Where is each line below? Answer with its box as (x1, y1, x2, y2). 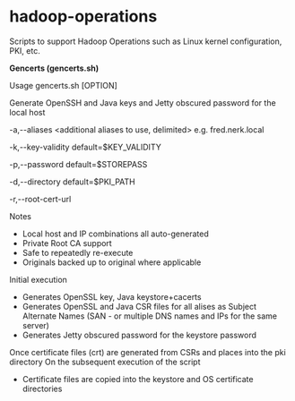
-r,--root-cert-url (9, 193, 72, 204)
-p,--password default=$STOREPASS (9, 158, 148, 169)
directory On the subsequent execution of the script (9, 356, 201, 367)
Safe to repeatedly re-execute (22, 247, 134, 258)
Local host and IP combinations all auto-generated (22, 228, 209, 239)
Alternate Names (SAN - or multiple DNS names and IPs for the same (22, 311, 278, 321)
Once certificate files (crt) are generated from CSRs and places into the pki (9, 346, 287, 357)
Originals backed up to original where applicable (22, 257, 202, 268)
